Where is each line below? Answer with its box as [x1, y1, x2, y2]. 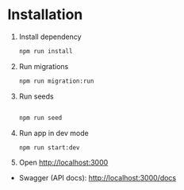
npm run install [18, 47, 73, 55]
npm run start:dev [18, 143, 80, 152]
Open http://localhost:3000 [18, 157, 109, 168]
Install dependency [18, 32, 82, 41]
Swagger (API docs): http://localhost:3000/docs [18, 173, 177, 183]
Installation [7, 6, 83, 24]
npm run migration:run [18, 77, 94, 85]
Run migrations [18, 61, 69, 71]
